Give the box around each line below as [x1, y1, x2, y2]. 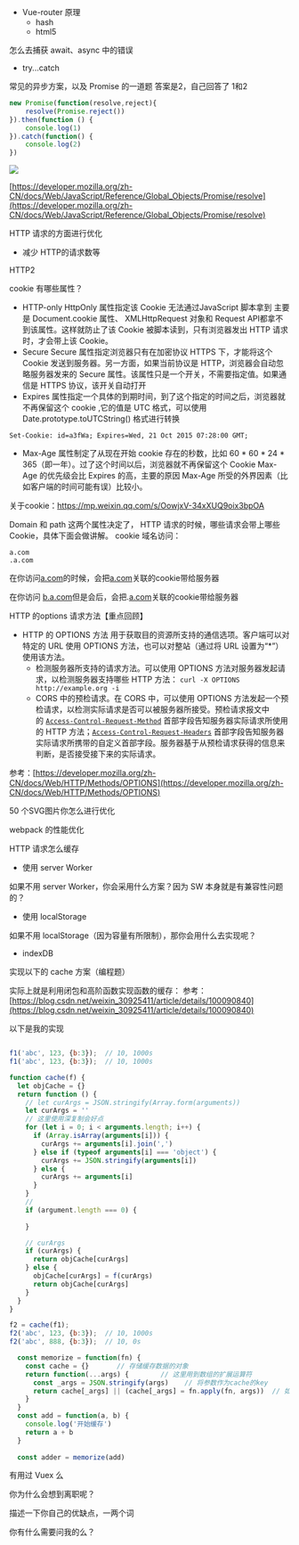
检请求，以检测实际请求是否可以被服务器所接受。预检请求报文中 [35, 704, 270, 715]
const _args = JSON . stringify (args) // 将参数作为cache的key [32, 1378, 269, 1387]
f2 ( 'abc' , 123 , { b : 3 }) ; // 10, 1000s [9, 1329, 153, 1338]
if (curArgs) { [25, 1247, 82, 1255]
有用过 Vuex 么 [9, 1470, 64, 1481]
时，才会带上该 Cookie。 [21, 336, 113, 347]
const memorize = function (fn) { [17, 1353, 141, 1362]
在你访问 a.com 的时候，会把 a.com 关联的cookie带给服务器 [9, 573, 220, 584]
